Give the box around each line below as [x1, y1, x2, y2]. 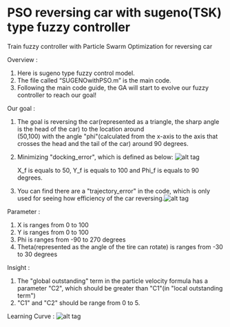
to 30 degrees [17, 250, 58, 258]
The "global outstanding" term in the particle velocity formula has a [17, 277, 209, 285]
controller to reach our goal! [17, 91, 97, 99]
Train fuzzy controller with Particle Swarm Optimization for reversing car [7, 42, 213, 50]
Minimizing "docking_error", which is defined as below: [17, 153, 174, 161]
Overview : [7, 55, 38, 63]
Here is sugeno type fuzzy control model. [17, 69, 136, 77]
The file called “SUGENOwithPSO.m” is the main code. [17, 76, 171, 84]
